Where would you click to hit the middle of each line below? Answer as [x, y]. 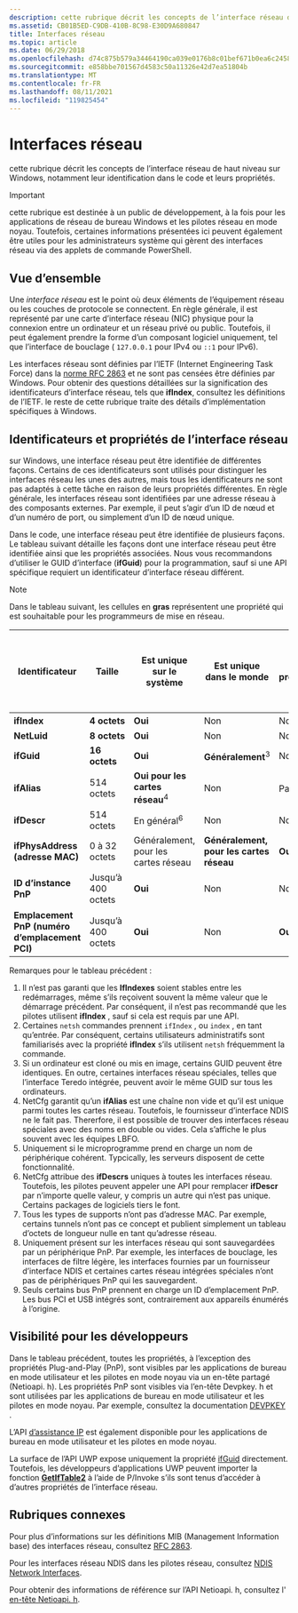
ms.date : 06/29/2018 [47, 51]
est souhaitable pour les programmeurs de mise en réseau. [117, 616]
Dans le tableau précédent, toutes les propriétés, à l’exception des [130, 1358]
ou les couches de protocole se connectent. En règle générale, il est [133, 309]
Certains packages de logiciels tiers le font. [101, 1204]
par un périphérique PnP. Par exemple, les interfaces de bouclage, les [149, 1252]
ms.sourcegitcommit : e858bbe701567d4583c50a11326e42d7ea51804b [129, 68]
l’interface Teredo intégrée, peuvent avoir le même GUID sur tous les [147, 1082]
